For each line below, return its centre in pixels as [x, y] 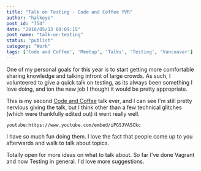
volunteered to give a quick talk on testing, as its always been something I [100, 82]
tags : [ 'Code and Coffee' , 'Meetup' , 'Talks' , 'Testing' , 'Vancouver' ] [100, 52]
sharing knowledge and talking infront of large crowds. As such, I [89, 76]
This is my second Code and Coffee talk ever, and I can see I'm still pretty [99, 101]
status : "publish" [30, 40]
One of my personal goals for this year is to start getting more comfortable [100, 69]
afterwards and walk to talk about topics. [58, 143]
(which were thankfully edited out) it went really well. [73, 113]
